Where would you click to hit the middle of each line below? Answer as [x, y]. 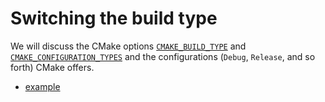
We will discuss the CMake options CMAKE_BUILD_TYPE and [128, 46]
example [42, 86]
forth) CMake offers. [52, 67]
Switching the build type [114, 18]
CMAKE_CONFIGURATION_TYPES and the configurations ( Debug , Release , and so [163, 56]
